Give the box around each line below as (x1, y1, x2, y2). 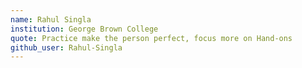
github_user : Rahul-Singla (10, 42, 123, 53)
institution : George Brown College (10, 24, 159, 34)
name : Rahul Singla (10, 14, 92, 25)
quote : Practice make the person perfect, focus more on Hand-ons (10, 33, 293, 43)
